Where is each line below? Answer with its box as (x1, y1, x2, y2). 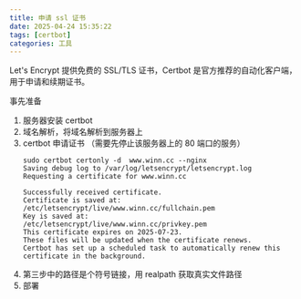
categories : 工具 (9, 38, 73, 48)
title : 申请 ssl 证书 (9, 13, 87, 23)
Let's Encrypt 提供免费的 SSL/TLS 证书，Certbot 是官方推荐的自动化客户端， (9, 65, 297, 76)
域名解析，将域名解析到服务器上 (22, 127, 143, 138)
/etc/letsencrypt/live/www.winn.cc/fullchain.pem (22, 204, 216, 213)
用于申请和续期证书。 (9, 77, 89, 88)
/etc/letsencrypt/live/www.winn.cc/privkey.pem (22, 220, 207, 229)
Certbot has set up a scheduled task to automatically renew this (22, 243, 281, 253)
